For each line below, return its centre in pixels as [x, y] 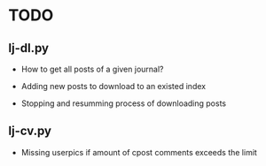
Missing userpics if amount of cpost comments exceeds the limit [139, 152]
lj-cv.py [30, 131]
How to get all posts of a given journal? [92, 69]
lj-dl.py [29, 48]
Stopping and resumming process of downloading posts [124, 103]
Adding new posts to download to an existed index [113, 86]
